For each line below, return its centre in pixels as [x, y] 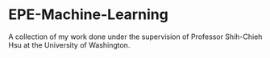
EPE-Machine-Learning [89, 15]
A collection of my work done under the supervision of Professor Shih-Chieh [135, 37]
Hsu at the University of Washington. [69, 44]
